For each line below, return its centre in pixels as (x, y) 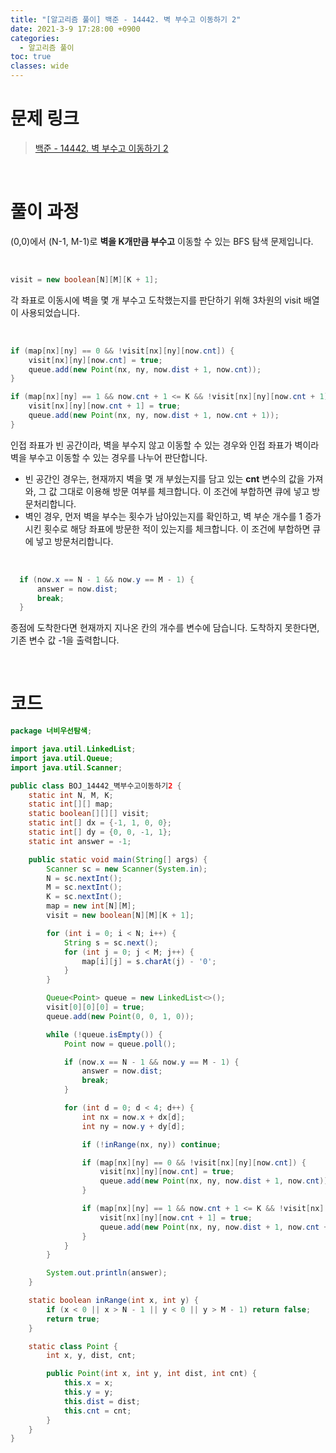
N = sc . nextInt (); (84, 878)
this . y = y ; (88, 1392)
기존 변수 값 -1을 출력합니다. (65, 640)
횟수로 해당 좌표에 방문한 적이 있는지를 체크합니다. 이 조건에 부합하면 (177, 528)
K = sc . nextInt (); (84, 897)
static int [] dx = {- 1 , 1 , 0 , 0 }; (100, 823)
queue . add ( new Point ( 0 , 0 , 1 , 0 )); (120, 1016)
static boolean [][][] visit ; (89, 814)
